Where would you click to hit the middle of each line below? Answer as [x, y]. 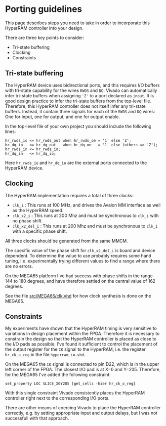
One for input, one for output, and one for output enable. [62, 117]
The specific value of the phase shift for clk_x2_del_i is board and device [80, 250]
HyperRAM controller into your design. [44, 28]
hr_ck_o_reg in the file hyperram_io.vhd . [45, 355]
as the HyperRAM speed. [38, 210]
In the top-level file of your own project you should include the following [78, 126]
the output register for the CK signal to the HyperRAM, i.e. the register [75, 349]
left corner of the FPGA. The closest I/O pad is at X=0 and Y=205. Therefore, [83, 370]
